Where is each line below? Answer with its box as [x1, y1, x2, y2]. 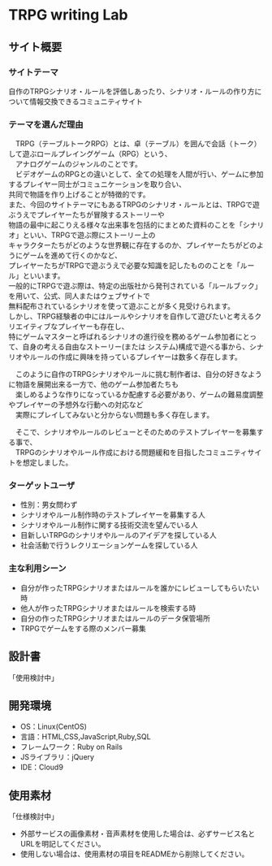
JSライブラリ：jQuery [19, 752, 95, 762]
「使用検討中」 [8, 673, 58, 682]
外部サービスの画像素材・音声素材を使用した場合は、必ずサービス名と [19, 829, 256, 838]
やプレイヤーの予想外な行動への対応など [8, 400, 144, 409]
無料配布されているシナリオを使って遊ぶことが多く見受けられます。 [8, 301, 235, 311]
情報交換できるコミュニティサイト [29, 96, 144, 106]
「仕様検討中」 [8, 812, 58, 821]
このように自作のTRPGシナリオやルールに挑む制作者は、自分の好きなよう [15, 370, 262, 379]
